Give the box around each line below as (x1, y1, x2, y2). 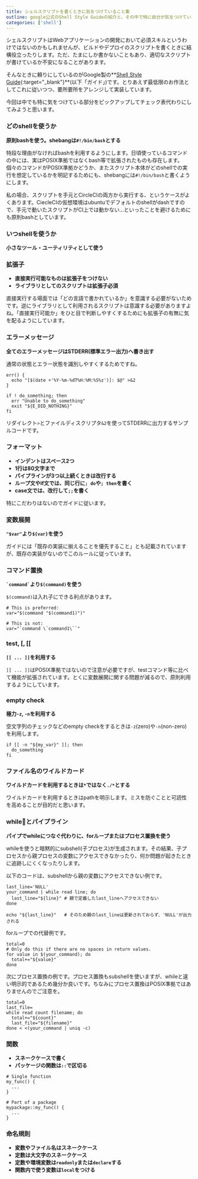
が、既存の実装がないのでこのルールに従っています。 (6, 550, 134, 557)
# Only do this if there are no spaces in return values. (6, 946, 151, 952)
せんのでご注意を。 (16, 987, 63, 995)
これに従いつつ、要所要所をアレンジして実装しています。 (16, 86, 155, 93)
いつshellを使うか (6, 230, 57, 238)
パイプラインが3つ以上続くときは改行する (14, 472, 117, 479)
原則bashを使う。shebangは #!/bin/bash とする (6, 136, 121, 143)
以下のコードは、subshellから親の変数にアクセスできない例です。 (6, 872, 165, 879)
